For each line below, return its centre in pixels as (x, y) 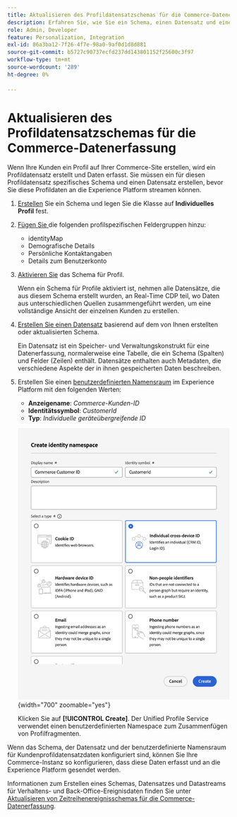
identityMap (45, 239)
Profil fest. (33, 211)
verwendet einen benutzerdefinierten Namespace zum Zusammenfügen (122, 726)
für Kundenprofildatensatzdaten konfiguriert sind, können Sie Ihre (103, 755)
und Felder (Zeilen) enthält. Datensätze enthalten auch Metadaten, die (119, 361)
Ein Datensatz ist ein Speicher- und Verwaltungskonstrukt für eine (113, 346)
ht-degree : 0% (28, 74)
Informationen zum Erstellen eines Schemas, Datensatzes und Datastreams (117, 784)
